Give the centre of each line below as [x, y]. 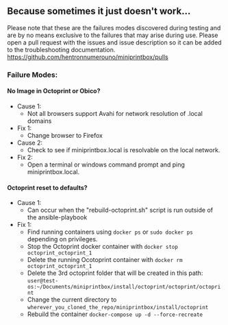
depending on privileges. [62, 239]
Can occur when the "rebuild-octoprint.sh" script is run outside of [120, 210]
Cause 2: [30, 143]
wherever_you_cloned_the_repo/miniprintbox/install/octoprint [118, 308]
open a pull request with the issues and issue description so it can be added [114, 42]
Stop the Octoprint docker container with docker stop [102, 247]
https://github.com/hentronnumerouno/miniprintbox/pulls [88, 57]
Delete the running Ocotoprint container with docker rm [105, 260]
